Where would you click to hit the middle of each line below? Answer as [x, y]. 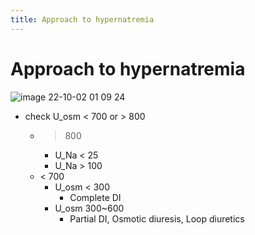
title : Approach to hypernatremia [82, 19]
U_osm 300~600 [89, 208]
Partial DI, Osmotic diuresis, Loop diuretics [157, 218]
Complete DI [95, 197]
